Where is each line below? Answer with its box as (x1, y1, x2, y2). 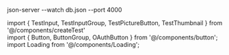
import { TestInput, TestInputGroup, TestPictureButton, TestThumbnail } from (7, 19, 223, 26)
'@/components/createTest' (7, 26, 85, 34)
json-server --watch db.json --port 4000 (7, 6, 122, 14)
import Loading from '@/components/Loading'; (7, 41, 140, 48)
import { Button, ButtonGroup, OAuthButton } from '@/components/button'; (7, 33, 218, 41)
